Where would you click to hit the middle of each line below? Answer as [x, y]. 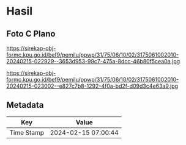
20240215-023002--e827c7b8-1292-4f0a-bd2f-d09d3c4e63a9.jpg [92, 86]
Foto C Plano [31, 34]
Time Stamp [27, 132]
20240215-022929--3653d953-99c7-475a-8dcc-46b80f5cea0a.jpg [93, 61]
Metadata [25, 105]
